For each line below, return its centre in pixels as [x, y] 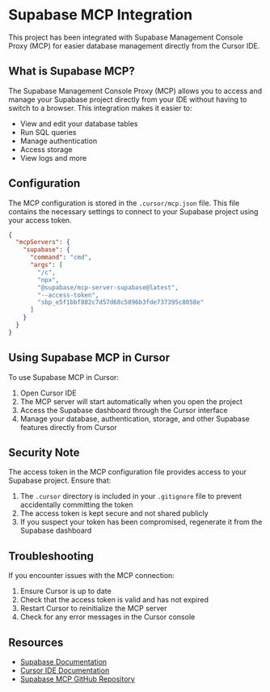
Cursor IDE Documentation [65, 671]
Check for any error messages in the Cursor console [108, 617]
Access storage [46, 149]
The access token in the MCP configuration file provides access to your [128, 472]
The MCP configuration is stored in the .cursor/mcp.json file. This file [124, 203]
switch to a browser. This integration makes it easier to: [100, 108]
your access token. [40, 220]
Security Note [44, 453]
